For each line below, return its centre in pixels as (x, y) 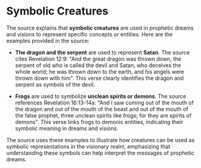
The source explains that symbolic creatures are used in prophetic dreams (100, 28)
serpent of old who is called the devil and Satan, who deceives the (98, 65)
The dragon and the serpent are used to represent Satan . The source (102, 52)
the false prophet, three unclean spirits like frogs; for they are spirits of (103, 115)
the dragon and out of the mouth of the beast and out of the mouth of (102, 109)
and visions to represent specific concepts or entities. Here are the (90, 34)
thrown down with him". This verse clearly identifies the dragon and (99, 78)
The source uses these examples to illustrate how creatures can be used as (100, 140)
